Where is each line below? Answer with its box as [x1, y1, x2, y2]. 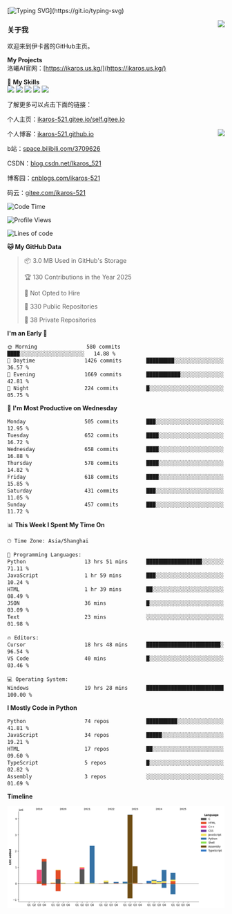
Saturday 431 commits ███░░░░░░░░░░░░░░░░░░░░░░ [7, 488, 224, 495]
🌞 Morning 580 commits [7, 343, 121, 351]
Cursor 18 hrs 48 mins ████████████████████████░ [7, 641, 224, 648]
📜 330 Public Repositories [23, 302, 98, 311]
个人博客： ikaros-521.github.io [7, 130, 95, 138]
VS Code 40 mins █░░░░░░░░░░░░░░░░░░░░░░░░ [7, 655, 224, 662]
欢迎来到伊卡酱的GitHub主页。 [7, 42, 94, 51]
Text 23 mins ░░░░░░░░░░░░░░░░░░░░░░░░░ [7, 614, 224, 621]
